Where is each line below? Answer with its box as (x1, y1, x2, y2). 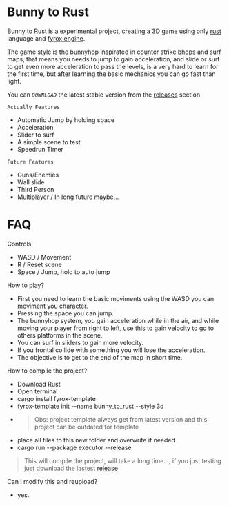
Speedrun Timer (17, 145, 64, 153)
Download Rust (17, 380, 61, 388)
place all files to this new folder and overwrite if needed (17, 436, 176, 444)
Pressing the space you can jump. (17, 309, 114, 318)
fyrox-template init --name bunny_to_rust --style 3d (17, 402, 164, 410)
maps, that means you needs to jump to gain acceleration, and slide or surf (7, 55, 220, 63)
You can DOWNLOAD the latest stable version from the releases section (7, 90, 201, 99)
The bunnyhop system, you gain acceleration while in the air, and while (17, 316, 219, 324)
